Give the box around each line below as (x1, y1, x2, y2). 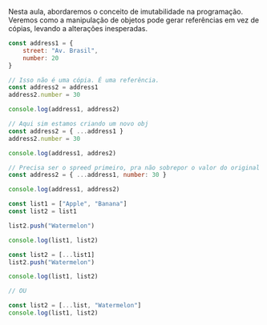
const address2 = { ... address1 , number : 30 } (8, 171, 167, 179)
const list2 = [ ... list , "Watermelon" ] (8, 302, 142, 310)
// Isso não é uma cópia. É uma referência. (8, 76, 160, 84)
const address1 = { (8, 39, 74, 47)
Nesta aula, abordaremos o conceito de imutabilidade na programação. (8, 7, 244, 16)
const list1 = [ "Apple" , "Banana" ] (8, 200, 127, 208)
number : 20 (22, 54, 59, 62)
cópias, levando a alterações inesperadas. (8, 24, 148, 33)
